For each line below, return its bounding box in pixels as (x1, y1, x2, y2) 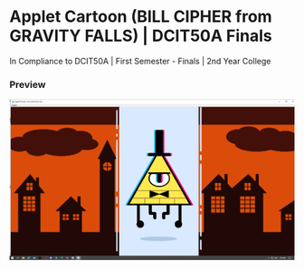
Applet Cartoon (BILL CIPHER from (9, 6, 273, 27)
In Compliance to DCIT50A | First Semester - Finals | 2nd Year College (9, 55, 271, 66)
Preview (9, 78, 46, 91)
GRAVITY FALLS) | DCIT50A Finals (9, 25, 273, 46)
